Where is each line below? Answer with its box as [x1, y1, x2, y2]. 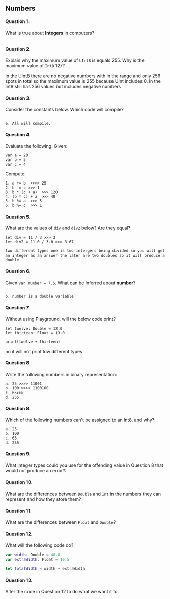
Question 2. [5, 46, 31, 52]
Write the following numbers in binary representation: [5, 372, 117, 378]
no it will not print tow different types [5, 348, 82, 354]
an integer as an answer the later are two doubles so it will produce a [5, 253, 165, 258]
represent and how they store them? [5, 496, 81, 502]
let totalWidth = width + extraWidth [5, 566, 86, 571]
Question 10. [5, 479, 33, 486]
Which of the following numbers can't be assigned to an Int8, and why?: [5, 417, 156, 423]
